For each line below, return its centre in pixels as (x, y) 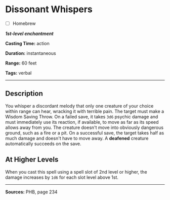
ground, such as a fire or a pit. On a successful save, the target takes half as (85, 132)
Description (24, 94)
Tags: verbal (18, 73)
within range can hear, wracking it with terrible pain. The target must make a (85, 111)
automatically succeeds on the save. (44, 144)
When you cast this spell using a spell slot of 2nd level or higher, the (76, 172)
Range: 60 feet (21, 63)
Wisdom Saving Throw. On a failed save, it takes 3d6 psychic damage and (82, 116)
